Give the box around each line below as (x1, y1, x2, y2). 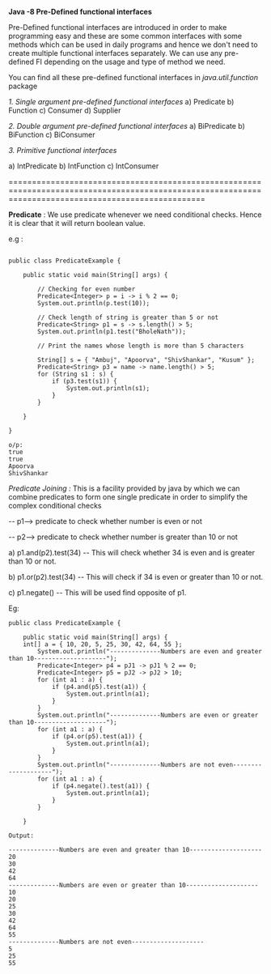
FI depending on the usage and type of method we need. (36, 57, 226, 66)
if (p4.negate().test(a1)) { (51, 782, 150, 790)
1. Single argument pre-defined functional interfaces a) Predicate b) (8, 97, 235, 106)
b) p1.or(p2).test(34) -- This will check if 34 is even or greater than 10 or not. (8, 572, 264, 581)
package (8, 81, 38, 91)
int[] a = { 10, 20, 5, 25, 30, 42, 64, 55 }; (23, 640, 183, 649)
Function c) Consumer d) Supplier (8, 105, 121, 115)
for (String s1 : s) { (37, 370, 114, 378)
